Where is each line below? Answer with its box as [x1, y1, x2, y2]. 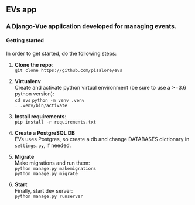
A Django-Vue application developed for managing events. [6, 22, 177, 30]
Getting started [6, 36, 44, 43]
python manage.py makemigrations [14, 165, 97, 172]
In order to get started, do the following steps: [6, 50, 117, 57]
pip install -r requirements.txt [14, 119, 97, 125]
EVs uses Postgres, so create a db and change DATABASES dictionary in [14, 135, 190, 142]
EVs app [6, 5, 37, 15]
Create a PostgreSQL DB [14, 129, 75, 136]
